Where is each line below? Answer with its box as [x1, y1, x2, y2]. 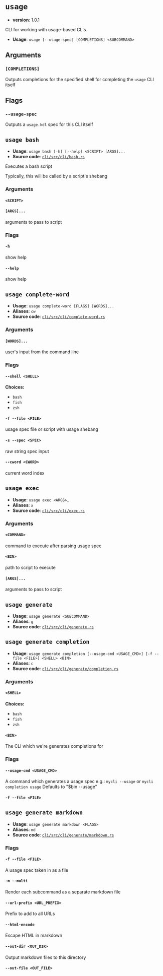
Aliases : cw [12, 308, 36, 314]
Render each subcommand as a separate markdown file [5, 889, 121, 895]
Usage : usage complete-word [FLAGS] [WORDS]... [12, 302, 114, 309]
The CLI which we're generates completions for [5, 743, 104, 749]
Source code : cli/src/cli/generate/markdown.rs [12, 831, 114, 838]
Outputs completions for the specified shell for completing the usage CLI [5, 76, 154, 82]
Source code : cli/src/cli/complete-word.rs [12, 313, 105, 319]
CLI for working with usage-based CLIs [5, 26, 86, 32]
